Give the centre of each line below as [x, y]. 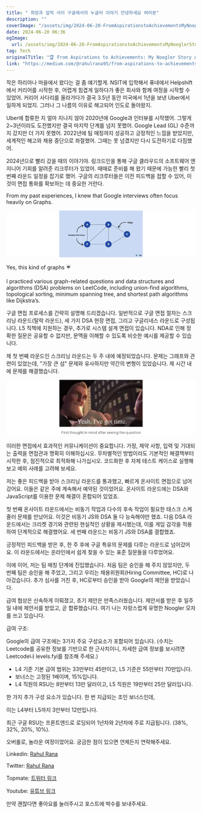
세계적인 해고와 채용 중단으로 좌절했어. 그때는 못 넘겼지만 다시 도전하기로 [91, 140]
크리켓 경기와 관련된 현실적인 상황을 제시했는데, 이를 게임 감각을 [107, 524]
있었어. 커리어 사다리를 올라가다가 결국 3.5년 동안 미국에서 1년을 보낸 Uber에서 [98, 97]
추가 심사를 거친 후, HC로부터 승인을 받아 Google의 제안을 [101, 580]
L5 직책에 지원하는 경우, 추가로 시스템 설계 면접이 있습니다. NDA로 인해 [102, 328]
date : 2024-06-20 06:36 [36, 32]
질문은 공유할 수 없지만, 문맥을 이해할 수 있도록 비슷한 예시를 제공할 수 [99, 336]
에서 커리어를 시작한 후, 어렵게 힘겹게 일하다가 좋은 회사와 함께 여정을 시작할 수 [98, 90]
